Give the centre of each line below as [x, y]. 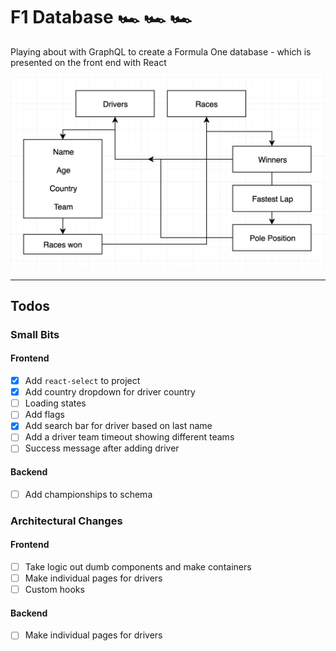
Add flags [44, 415]
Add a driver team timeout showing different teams [129, 437]
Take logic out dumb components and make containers [138, 566]
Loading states [55, 403]
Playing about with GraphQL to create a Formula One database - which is [161, 51]
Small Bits [35, 334]
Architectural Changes [66, 521]
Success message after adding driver [102, 448]
